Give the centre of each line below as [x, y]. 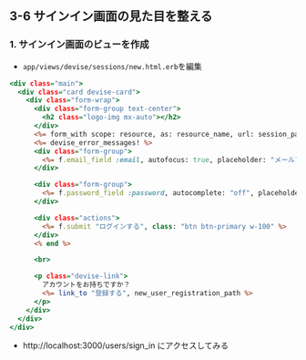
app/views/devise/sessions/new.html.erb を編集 [112, 66]
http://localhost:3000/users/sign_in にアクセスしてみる [126, 345]
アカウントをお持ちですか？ [86, 285]
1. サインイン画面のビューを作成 [79, 45]
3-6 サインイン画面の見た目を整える [111, 16]
